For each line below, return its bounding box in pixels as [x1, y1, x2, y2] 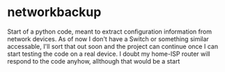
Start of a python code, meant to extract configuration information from [7, 27, 212, 36]
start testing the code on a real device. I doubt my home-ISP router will [7, 50, 210, 58]
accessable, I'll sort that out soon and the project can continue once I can [7, 42, 218, 50]
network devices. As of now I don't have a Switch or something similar [7, 34, 209, 43]
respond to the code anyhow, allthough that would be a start [7, 57, 180, 65]
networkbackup [7, 4, 102, 20]
